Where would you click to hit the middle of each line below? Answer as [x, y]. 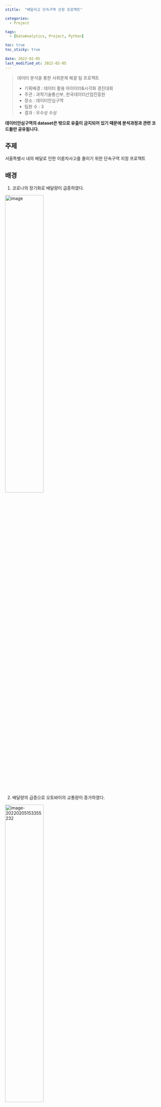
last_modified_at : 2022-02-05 [36, 63]
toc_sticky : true [23, 50]
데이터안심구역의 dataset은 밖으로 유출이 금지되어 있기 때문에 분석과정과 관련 [78, 123]
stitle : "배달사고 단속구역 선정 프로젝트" [44, 10]
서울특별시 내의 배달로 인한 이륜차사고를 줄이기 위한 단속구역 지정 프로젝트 [75, 159]
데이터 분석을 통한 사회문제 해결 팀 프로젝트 [58, 78]
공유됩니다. [29, 129]
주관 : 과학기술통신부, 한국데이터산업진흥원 [65, 94]
